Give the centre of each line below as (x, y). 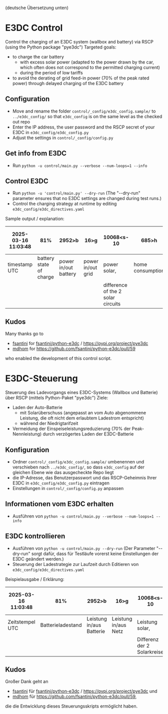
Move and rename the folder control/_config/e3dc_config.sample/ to (84, 111)
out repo (21, 121)
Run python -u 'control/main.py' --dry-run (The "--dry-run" (76, 193)
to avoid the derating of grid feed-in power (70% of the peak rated (81, 78)
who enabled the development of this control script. (58, 358)
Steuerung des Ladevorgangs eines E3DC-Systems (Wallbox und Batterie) (82, 392)
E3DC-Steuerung (42, 379)
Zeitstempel (22, 621)
